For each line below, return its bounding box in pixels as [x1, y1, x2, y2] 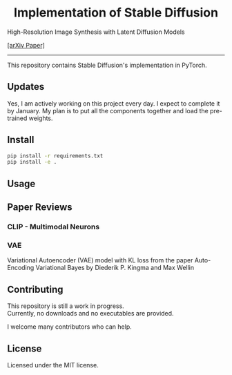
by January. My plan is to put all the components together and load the [7, 106, 209, 115]
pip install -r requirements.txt [7, 152, 104, 160]
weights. [28, 114, 53, 122]
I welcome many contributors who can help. [7, 323, 133, 331]
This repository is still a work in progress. [7, 302, 124, 310]
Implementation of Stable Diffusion [13, 5, 219, 21]
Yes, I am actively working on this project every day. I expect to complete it [7, 99, 220, 108]
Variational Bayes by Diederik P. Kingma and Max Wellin [35, 264, 195, 272]
